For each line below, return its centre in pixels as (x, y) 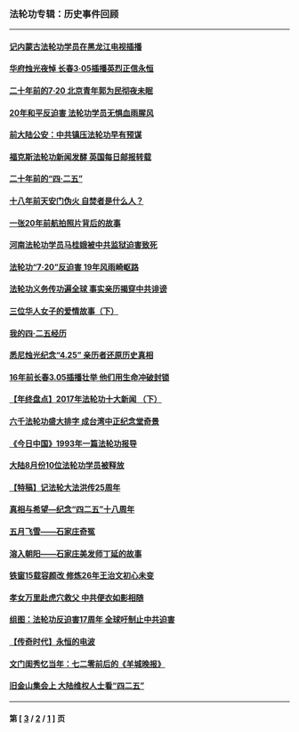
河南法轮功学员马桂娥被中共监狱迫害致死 (83, 245)
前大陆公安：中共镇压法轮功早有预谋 (76, 134)
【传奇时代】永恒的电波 (52, 641)
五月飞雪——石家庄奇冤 (52, 531)
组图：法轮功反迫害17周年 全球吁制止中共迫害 (92, 620)
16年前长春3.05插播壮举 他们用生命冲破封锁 (89, 377)
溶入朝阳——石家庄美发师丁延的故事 (76, 553)
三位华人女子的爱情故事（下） (64, 311)
